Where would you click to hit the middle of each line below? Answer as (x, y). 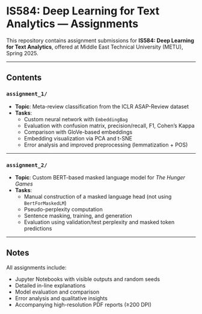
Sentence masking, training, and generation (78, 216)
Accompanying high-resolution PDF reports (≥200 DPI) (83, 304)
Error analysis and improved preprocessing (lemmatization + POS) (106, 145)
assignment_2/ (27, 165)
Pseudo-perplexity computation (63, 209)
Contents (24, 78)
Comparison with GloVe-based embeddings (78, 132)
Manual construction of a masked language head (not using (98, 196)
